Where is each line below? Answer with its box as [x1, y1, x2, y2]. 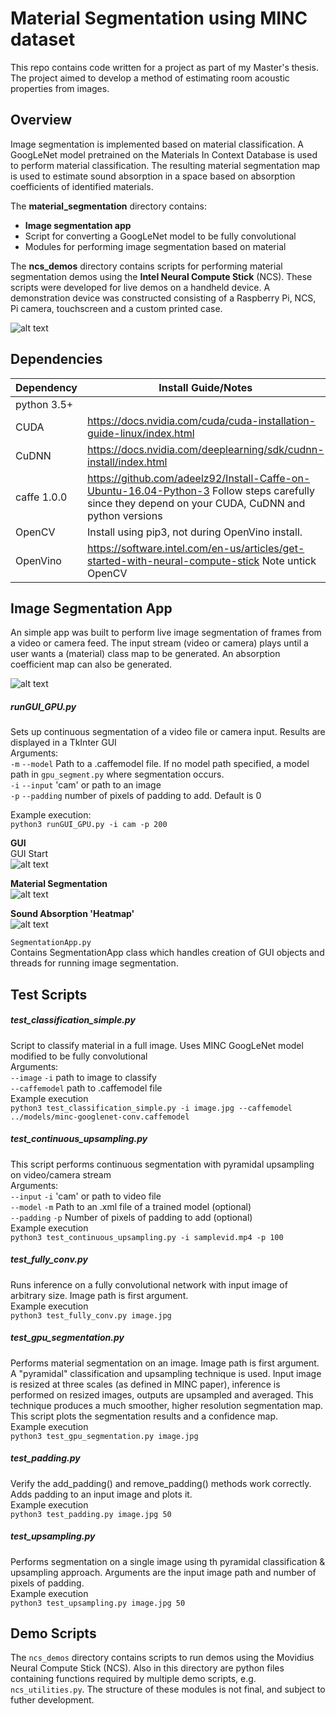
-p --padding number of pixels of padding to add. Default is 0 [10, 790, 262, 802]
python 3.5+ [15, 397, 74, 411]
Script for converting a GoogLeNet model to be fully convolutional [24, 230, 297, 242]
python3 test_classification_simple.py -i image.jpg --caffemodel [10, 1103, 293, 1113]
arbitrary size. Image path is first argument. [10, 1289, 189, 1301]
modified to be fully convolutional [10, 1050, 148, 1062]
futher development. [10, 1694, 95, 1706]
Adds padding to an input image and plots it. [10, 1488, 193, 1500]
